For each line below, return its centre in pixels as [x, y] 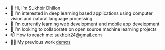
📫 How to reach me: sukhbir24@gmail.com [56, 35]
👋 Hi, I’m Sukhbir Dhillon [35, 8]
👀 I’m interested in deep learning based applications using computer [81, 13]
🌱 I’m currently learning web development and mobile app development [85, 24]
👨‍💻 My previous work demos [40, 42]
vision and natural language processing [51, 18]
